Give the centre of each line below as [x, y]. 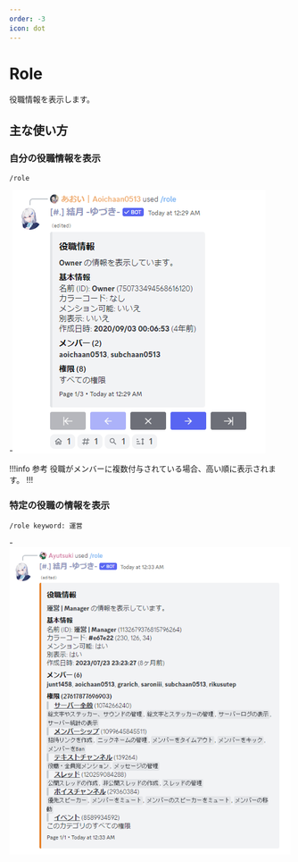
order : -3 [28, 19]
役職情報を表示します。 [52, 99]
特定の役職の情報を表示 [59, 505]
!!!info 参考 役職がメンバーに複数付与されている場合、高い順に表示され [139, 469]
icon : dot [28, 28]
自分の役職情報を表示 [55, 158]
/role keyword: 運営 [46, 526]
